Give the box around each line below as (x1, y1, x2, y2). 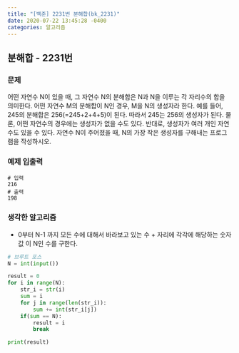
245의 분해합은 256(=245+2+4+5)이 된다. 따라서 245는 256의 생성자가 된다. (7, 111, 225, 119)
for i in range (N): (7, 280, 66, 287)
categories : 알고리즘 (7, 24, 66, 31)
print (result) (7, 339, 50, 346)
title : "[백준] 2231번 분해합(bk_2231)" (7, 10, 120, 18)
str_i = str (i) (20, 286, 66, 293)
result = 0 (7, 272, 40, 280)
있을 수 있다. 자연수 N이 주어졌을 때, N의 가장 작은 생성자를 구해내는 (20, 128, 208, 137)
